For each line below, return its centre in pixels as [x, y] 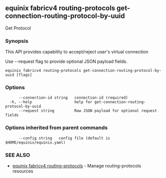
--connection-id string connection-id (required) [73, 98]
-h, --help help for [51, 102]
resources [23, 171]
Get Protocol [18, 28]
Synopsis [17, 41]
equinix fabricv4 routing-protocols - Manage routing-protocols [77, 166]
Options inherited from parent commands [57, 128]
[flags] [24, 75]
